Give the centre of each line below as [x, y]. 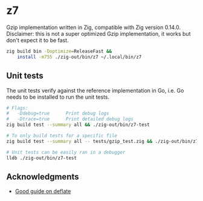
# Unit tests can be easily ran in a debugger [66, 152]
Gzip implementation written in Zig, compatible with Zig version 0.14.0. [94, 27]
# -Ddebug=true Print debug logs [58, 114]
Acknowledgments [43, 176]
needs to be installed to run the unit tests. [58, 97]
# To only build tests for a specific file [62, 136]
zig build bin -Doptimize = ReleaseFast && [59, 51]
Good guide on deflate [43, 191]
